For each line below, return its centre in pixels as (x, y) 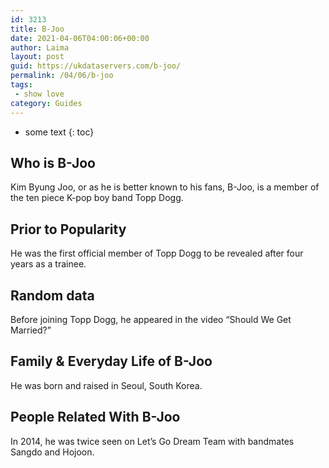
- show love (39, 94)
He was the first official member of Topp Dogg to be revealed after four (157, 253)
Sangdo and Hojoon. (52, 452)
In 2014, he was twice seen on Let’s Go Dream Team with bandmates (152, 441)
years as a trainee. (48, 264)
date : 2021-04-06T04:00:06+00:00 (80, 38)
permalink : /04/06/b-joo (62, 76)
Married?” (31, 330)
